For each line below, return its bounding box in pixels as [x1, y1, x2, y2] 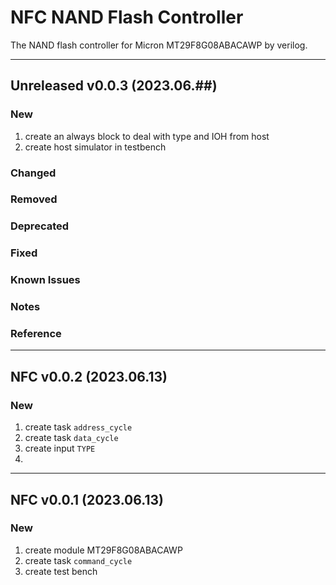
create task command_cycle [24, 554, 133, 566]
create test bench [24, 565, 98, 577]
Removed [10, 192, 58, 206]
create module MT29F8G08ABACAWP [24, 544, 183, 556]
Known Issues [10, 273, 81, 287]
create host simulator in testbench [24, 141, 167, 153]
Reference [10, 327, 62, 341]
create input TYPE [24, 442, 96, 455]
